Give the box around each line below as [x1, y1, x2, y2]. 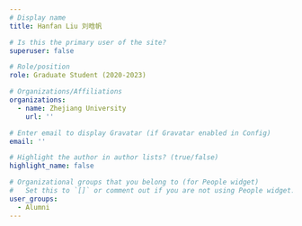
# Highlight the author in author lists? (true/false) [9, 153, 219, 162]
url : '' [25, 112, 54, 122]
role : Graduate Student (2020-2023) [9, 71, 147, 80]
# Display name [9, 13, 67, 23]
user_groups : [9, 194, 58, 203]
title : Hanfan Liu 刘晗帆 [9, 22, 102, 31]
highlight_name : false [9, 161, 94, 171]
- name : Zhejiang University [17, 104, 127, 113]
